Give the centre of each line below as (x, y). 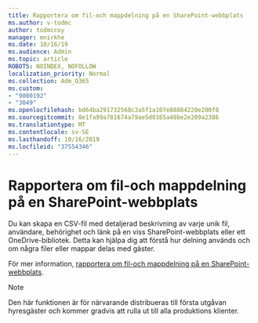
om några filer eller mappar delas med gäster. (82, 249)
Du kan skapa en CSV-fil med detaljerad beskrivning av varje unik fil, (119, 223)
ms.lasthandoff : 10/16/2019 (54, 139)
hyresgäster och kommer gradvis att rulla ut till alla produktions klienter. (124, 311)
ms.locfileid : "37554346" (50, 147)
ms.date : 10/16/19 (38, 45)
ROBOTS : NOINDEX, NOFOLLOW (52, 67)
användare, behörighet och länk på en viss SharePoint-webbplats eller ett (127, 232)
